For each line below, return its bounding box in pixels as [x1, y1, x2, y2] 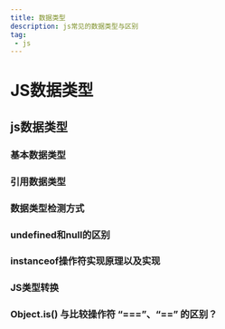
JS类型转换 [10, 282, 60, 295]
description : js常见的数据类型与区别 [10, 22, 139, 31]
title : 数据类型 [10, 13, 66, 23]
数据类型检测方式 [10, 201, 85, 214]
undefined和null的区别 [10, 228, 111, 241]
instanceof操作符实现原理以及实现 [10, 255, 161, 267]
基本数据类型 [10, 149, 67, 161]
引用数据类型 [10, 175, 67, 188]
